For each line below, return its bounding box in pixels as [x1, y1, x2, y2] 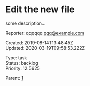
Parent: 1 [5, 75, 24, 81]
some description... [5, 20, 46, 26]
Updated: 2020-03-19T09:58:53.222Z [5, 45, 85, 51]
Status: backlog [5, 60, 38, 66]
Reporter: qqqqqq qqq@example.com [5, 30, 85, 36]
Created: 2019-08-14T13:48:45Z [5, 39, 73, 46]
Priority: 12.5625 [5, 65, 40, 71]
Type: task [5, 54, 27, 61]
